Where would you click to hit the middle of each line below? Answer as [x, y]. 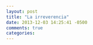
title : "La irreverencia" [37, 17]
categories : [20, 33]
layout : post [22, 11]
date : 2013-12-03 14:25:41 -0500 [47, 22]
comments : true [25, 28]
